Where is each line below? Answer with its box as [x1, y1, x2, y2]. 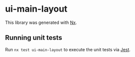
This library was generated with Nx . [5, 19, 77, 25]
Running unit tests [5, 34, 62, 42]
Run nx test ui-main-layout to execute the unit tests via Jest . [5, 46, 131, 52]
